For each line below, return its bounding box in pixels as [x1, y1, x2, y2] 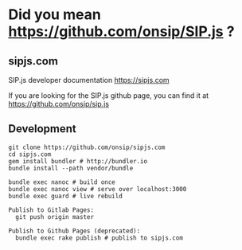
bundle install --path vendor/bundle [8, 164, 134, 172]
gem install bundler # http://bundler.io [8, 157, 148, 165]
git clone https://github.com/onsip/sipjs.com [8, 143, 166, 151]
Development [8, 122, 77, 136]
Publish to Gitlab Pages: [8, 205, 94, 214]
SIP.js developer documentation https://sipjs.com [8, 76, 170, 84]
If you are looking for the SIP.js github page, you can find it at [8, 91, 209, 100]
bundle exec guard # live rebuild [8, 192, 123, 200]
